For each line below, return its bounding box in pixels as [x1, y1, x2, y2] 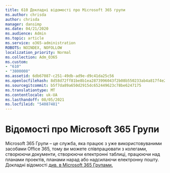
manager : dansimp [5, 21, 42, 27]
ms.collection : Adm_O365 [5, 54, 58, 60]
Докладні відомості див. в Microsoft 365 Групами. [5, 162, 113, 168]
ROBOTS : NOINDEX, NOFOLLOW [5, 45, 62, 50]
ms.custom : [5, 59, 28, 64]
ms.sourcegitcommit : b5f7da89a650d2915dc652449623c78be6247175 [5, 83, 142, 88]
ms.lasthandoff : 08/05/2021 [5, 97, 65, 102]
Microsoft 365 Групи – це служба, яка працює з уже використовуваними [5, 141, 162, 147]
